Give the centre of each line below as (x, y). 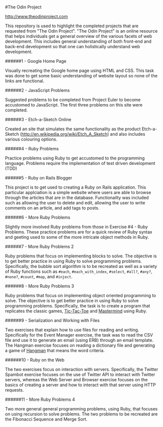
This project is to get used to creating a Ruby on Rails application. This (76, 187)
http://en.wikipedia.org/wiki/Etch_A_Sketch (65, 134)
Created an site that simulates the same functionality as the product (73, 129)
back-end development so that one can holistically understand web (72, 46)
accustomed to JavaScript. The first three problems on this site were (74, 105)
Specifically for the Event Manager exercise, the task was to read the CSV (79, 335)
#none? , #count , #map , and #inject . (39, 276)
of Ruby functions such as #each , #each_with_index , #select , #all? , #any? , (79, 271)
